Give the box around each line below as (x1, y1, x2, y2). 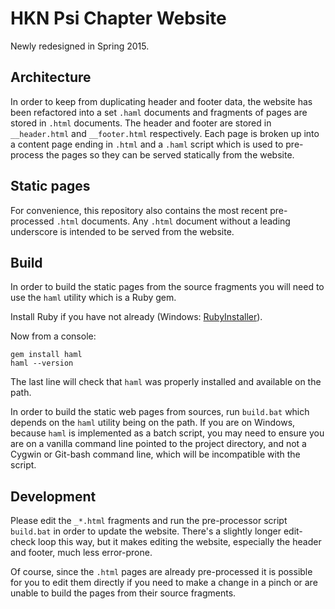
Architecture (10, 69, 92, 86)
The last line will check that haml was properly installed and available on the (10, 376, 322, 388)
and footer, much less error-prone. (10, 547, 153, 559)
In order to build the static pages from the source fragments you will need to (10, 281, 325, 293)
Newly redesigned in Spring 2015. (10, 40, 150, 52)
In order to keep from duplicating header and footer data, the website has (10, 95, 313, 107)
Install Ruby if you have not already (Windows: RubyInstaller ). (10, 311, 263, 323)
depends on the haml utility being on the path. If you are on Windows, (10, 417, 296, 429)
